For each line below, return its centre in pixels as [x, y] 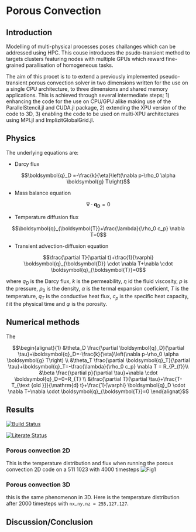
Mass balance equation [43, 193]
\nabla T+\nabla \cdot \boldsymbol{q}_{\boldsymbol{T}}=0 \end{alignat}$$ [98, 391]
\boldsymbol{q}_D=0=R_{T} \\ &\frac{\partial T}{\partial [81, 378]
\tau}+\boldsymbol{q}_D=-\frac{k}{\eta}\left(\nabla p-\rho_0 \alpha [98, 354]
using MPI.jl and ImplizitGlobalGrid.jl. [50, 120]
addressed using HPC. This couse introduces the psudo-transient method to [98, 53]
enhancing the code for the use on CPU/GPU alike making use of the [89, 101]
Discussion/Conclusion [50, 522]
